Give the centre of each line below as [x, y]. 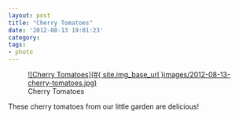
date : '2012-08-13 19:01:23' [56, 30]
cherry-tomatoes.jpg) [63, 83]
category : [24, 37]
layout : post [29, 15]
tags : [17, 45]
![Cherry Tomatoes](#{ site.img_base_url [94, 74]
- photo [21, 52]
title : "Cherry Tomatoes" [50, 23]
